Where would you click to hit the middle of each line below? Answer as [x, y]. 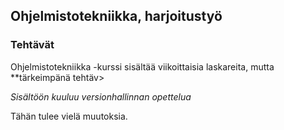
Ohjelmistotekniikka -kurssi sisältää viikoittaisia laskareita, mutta [142, 66]
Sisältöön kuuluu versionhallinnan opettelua [101, 96]
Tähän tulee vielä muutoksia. [69, 116]
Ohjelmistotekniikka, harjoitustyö [116, 16]
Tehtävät [32, 45]
